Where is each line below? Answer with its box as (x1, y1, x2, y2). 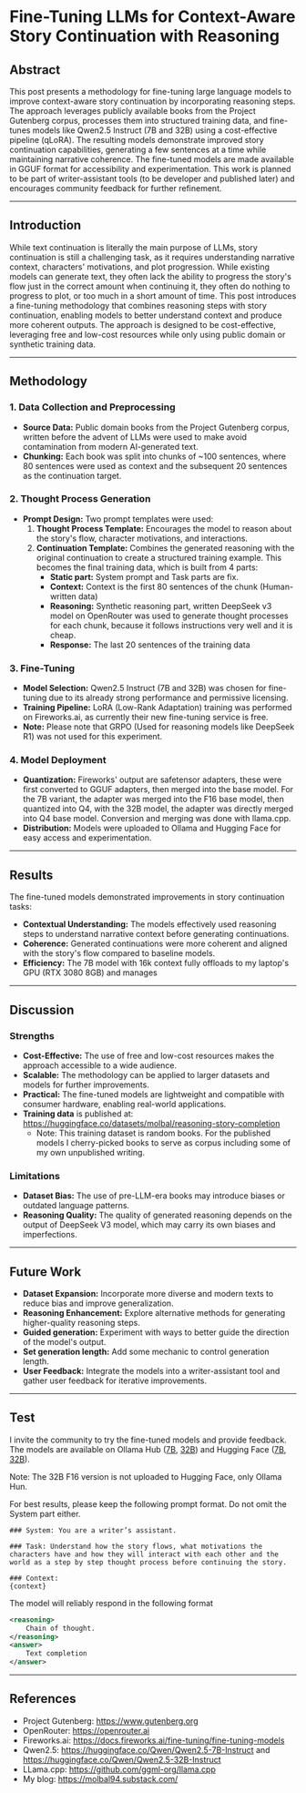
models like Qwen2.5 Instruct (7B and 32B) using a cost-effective (32, 125, 278, 136)
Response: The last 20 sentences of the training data (49, 639, 250, 650)
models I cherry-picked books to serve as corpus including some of (36, 1136, 291, 1148)
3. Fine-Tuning (9, 662, 76, 675)
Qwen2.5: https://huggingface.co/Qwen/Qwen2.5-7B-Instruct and (22, 1744, 270, 1755)
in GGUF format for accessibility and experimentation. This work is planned (9, 164, 291, 174)
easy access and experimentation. (22, 832, 152, 843)
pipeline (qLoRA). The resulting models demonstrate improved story (9, 135, 264, 145)
